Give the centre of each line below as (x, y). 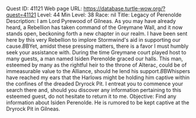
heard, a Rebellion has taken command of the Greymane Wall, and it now (94, 27)
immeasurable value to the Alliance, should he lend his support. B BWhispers (98, 71)
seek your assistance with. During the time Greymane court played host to (96, 52)
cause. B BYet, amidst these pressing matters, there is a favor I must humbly (97, 46)
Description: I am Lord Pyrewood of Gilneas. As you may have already (91, 21)
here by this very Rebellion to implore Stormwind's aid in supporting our (94, 40)
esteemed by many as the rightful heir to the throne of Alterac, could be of (97, 65)
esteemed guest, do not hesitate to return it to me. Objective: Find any (91, 96)
